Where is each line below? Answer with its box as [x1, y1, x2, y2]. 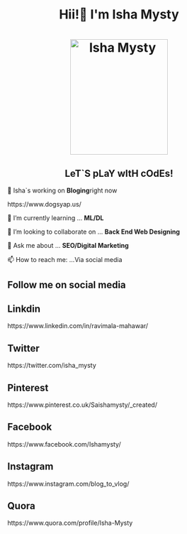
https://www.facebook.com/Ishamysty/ [7, 440, 122, 448]
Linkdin [7, 303, 41, 315]
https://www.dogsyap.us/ [7, 200, 81, 209]
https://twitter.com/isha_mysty [7, 361, 97, 370]
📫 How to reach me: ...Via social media [7, 256, 123, 264]
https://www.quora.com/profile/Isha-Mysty [7, 518, 133, 528]
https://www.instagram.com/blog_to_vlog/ [7, 479, 130, 488]
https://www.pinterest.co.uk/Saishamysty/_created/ [7, 400, 158, 409]
